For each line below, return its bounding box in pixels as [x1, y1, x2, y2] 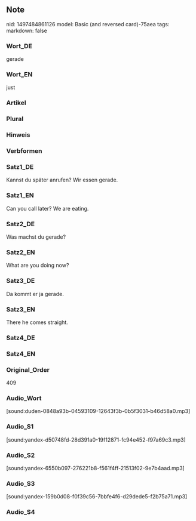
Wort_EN [6, 70, 33, 79]
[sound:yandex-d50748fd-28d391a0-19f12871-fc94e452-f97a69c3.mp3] [6, 436, 186, 443]
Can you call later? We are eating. [6, 205, 89, 212]
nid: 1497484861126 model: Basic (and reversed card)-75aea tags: [6, 20, 170, 27]
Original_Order [6, 365, 50, 374]
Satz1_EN [6, 191, 34, 199]
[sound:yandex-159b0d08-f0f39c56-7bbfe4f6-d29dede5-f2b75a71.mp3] [6, 493, 188, 500]
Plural [6, 115, 24, 123]
